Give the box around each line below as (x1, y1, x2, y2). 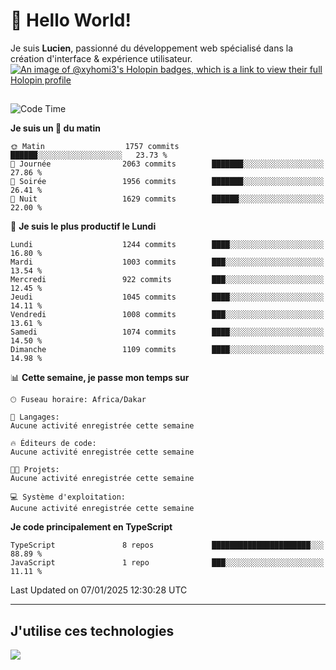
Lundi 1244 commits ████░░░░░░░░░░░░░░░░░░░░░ (10, 240, 325, 250)
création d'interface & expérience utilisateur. (10, 52, 193, 64)
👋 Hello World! (10, 9, 132, 32)
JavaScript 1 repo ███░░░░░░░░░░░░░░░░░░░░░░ (10, 558, 325, 568)
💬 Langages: (10, 412, 60, 423)
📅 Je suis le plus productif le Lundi (10, 220, 157, 233)
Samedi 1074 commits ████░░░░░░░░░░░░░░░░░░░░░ (10, 327, 325, 338)
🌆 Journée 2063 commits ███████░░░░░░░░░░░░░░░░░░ (10, 159, 325, 169)
